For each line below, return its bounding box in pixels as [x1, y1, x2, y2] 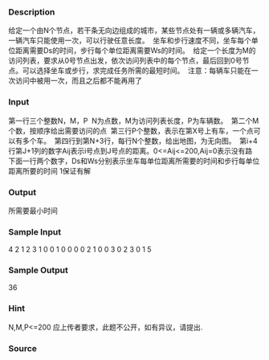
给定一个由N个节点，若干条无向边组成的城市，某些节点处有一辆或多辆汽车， [8, 26, 260, 35]
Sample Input [8, 226, 62, 237]
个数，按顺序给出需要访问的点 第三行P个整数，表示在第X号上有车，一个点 [8, 125, 255, 135]
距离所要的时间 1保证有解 [8, 166, 91, 175]
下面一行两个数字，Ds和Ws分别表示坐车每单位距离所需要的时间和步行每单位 [8, 156, 260, 166]
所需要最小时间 [8, 206, 58, 215]
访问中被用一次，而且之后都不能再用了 [14, 76, 142, 86]
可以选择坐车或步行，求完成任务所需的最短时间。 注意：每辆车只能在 [22, 66, 251, 76]
